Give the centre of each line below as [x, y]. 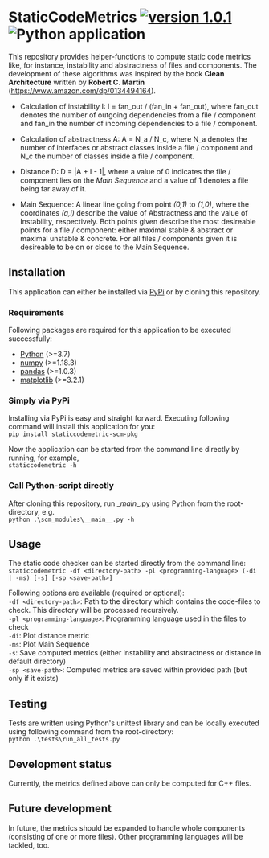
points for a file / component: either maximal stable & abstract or [126, 230]
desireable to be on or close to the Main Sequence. [104, 247]
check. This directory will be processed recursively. [94, 610]
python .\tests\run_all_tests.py [64, 740]
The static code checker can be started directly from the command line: [127, 564]
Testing [28, 704]
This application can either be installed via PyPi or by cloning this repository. [134, 291]
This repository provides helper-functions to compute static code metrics [130, 56]
